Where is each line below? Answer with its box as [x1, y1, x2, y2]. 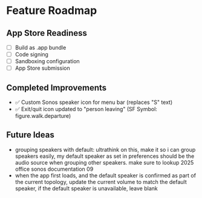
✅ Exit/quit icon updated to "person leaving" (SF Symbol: [15, 106, 157, 113]
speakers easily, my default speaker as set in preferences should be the [15, 152, 195, 160]
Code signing [15, 51, 48, 58]
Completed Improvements [6, 83, 107, 93]
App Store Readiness [6, 28, 88, 38]
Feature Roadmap [6, 4, 97, 18]
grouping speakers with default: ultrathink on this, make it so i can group [15, 146, 196, 153]
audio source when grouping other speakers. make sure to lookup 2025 [15, 159, 194, 166]
